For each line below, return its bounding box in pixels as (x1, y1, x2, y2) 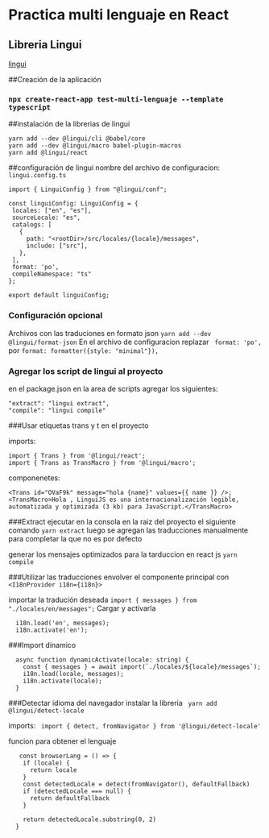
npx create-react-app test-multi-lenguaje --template (8, 94, 224, 104)
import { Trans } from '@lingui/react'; (8, 451, 147, 460)
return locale (29, 765, 78, 774)
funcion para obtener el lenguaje (8, 736, 117, 746)
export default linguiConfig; (8, 292, 110, 300)
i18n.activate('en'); (15, 626, 89, 634)
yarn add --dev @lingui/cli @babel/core (8, 135, 147, 143)
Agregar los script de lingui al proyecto (8, 365, 163, 376)
